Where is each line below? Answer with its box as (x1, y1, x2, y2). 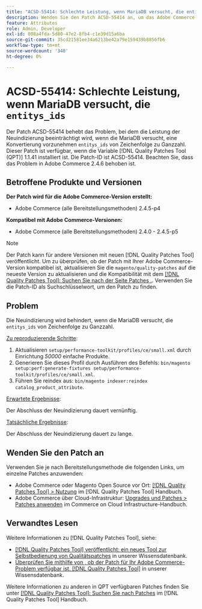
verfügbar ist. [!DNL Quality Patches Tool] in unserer (37, 565, 167, 572)
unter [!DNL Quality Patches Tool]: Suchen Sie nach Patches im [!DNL (6, 589, 179, 596)
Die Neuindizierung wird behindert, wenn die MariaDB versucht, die (6, 317, 173, 324)
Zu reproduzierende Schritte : (6, 335, 78, 342)
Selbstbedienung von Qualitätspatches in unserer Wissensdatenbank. (14, 552, 188, 559)
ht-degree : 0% (6, 54, 42, 60)
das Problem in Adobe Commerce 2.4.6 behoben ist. (6, 160, 136, 167)
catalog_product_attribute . (14, 384, 84, 391)
